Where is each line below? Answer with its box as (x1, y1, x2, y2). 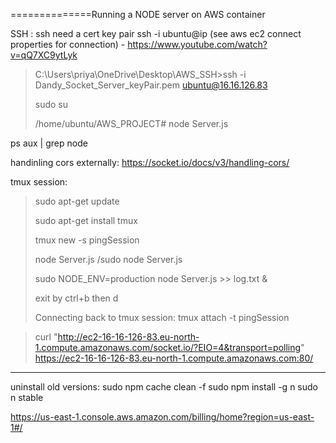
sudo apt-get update (34, 195, 120, 207)
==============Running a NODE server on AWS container (10, 9, 266, 20)
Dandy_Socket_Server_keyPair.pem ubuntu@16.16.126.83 (34, 79, 268, 91)
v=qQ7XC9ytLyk (10, 49, 78, 61)
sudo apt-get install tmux (34, 215, 138, 226)
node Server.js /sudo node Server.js (34, 254, 183, 265)
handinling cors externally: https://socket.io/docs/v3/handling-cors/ (10, 157, 290, 168)
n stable (10, 392, 44, 403)
